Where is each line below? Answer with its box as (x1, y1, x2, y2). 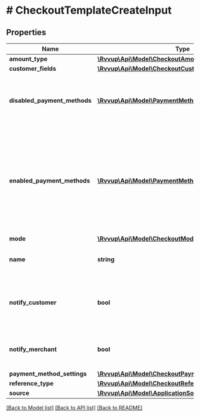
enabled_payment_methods (9, 176, 90, 185)
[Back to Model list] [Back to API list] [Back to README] (6, 405, 143, 411)
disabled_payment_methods (9, 96, 92, 105)
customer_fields (9, 65, 57, 72)
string (97, 255, 115, 263)
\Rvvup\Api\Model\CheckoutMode (97, 235, 198, 242)
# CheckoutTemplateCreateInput (6, 4, 172, 17)
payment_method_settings (9, 369, 87, 378)
